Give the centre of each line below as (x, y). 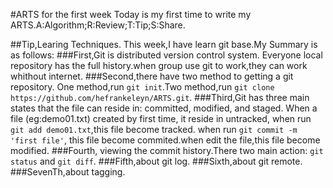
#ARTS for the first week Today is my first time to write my (131, 14)
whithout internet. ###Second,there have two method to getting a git (152, 76)
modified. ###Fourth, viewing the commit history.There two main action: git (167, 150)
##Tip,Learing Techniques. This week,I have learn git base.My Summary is (164, 44)
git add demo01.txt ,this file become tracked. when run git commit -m (154, 129)
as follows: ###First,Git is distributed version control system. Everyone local (166, 55)
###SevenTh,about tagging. (68, 172)
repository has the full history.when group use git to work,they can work (159, 65)
